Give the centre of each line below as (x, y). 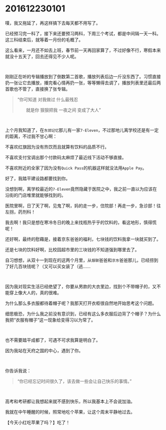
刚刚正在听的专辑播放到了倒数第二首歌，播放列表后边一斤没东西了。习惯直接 (83, 76)
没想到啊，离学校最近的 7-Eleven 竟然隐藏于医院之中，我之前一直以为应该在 (81, 189)
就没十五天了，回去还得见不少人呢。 (42, 56)
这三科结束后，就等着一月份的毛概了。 (44, 40)
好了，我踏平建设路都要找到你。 (38, 178)
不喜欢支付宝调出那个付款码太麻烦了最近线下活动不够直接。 (66, 157)
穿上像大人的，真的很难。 (35, 292)
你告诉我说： (18, 371)
